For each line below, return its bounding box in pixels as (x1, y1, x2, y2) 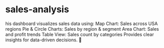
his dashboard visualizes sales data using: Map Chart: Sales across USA (5, 20, 158, 27)
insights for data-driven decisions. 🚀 (5, 37, 82, 43)
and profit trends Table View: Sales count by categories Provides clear (5, 31, 154, 37)
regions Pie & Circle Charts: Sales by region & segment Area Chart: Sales (5, 26, 159, 32)
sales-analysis (5, 4, 69, 15)
